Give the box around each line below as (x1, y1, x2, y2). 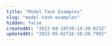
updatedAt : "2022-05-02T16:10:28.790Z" (6, 31, 107, 37)
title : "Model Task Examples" (6, 8, 83, 15)
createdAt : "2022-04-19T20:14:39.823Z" (6, 25, 107, 32)
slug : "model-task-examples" (6, 14, 80, 20)
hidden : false (6, 20, 42, 26)
